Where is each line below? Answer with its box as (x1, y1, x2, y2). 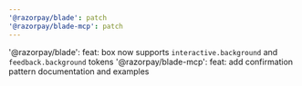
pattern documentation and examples (8, 65, 150, 77)
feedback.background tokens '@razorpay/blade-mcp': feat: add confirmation (8, 56, 294, 67)
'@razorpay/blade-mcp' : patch (8, 22, 124, 31)
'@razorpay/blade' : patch (8, 13, 107, 23)
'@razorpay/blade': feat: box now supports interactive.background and (8, 46, 278, 57)
